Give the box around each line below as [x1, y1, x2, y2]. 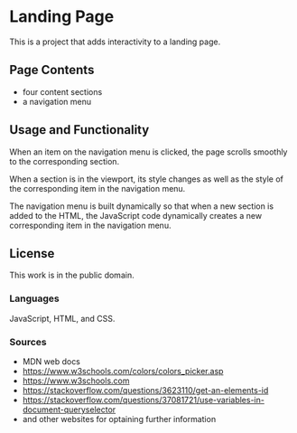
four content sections [22, 86, 103, 97]
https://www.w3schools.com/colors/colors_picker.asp [22, 365, 224, 376]
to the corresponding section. [9, 155, 120, 166]
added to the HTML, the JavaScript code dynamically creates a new [9, 210, 263, 221]
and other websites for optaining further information [22, 413, 217, 424]
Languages [9, 292, 60, 305]
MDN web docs [22, 355, 81, 367]
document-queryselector [22, 404, 116, 415]
